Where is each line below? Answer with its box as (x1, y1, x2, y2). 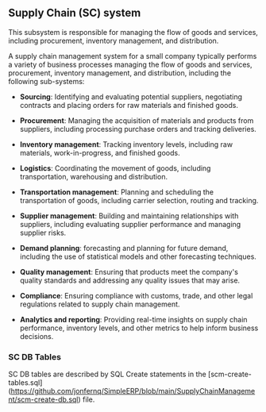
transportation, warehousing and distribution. (19, 171, 168, 181)
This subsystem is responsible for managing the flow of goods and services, (8, 27, 258, 37)
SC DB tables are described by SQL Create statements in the (8, 369, 206, 379)
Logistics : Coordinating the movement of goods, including (19, 163, 211, 173)
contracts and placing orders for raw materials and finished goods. (19, 100, 238, 110)
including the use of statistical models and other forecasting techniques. (19, 252, 256, 261)
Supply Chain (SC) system (8, 6, 141, 20)
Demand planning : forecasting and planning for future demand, (19, 243, 229, 252)
